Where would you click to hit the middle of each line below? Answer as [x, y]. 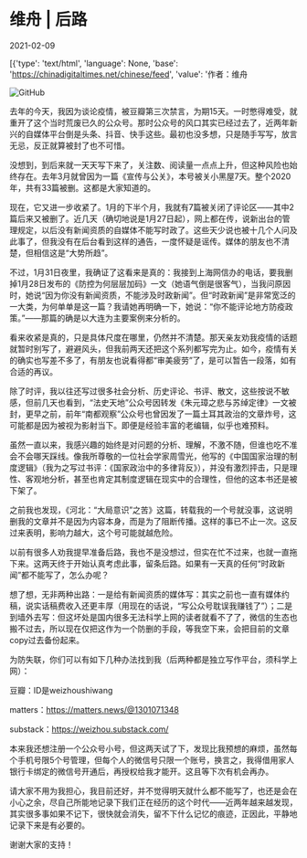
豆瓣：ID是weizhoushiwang [61, 690]
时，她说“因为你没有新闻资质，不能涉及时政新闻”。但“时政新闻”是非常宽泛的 [153, 295]
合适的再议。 [33, 371]
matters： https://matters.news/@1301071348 [95, 709]
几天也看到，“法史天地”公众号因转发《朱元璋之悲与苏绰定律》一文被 [169, 402]
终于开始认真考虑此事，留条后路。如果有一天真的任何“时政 [167, 563]
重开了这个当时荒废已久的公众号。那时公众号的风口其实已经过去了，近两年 [149, 122]
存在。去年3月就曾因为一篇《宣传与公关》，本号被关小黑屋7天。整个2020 [154, 176]
